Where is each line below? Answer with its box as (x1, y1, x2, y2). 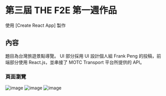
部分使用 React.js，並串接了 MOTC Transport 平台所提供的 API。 (9, 59, 145, 65)
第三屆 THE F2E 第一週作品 (5, 5, 117, 16)
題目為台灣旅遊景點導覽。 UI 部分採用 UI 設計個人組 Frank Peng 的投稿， (5, 53, 157, 59)
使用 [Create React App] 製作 (5, 22, 66, 28)
